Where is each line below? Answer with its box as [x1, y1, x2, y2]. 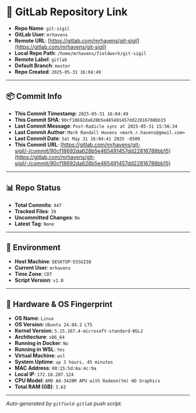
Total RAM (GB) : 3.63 [14, 383, 66, 390]
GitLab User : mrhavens [14, 30, 68, 37]
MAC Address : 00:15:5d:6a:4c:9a [14, 364, 97, 371]
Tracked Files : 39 [14, 207, 57, 214]
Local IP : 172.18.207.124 [14, 371, 74, 378]
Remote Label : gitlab [14, 56, 68, 63]
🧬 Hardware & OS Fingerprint [6, 299, 113, 309]
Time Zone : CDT [14, 271, 52, 278]
